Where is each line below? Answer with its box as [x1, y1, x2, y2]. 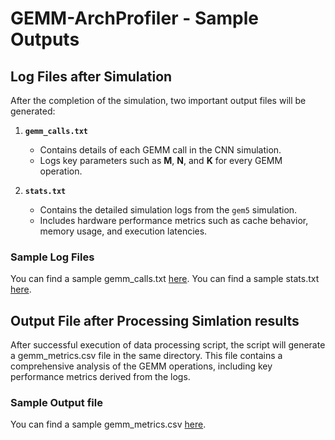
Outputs [10, 28, 80, 51]
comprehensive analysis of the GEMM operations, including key [10, 360, 273, 372]
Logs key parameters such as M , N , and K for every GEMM [39, 155, 283, 166]
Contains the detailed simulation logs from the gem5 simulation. [39, 204, 298, 216]
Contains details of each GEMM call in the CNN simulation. [39, 144, 282, 156]
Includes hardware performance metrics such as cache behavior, [39, 215, 309, 226]
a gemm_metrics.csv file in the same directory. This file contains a [10, 350, 283, 362]
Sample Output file [10, 396, 103, 410]
